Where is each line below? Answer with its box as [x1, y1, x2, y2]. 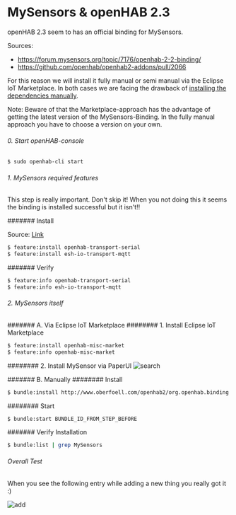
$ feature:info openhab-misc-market [7, 348, 115, 356]
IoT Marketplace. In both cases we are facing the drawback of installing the [7, 83, 227, 92]
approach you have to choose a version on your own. [7, 120, 163, 128]
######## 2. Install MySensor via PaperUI [7, 361, 132, 370]
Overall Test [7, 457, 42, 465]
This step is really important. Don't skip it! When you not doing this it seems [7, 195, 228, 204]
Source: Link [7, 231, 45, 239]
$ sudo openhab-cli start [7, 158, 83, 166]
